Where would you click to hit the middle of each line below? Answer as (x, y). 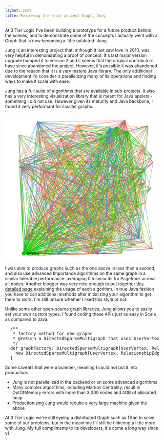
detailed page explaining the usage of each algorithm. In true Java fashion (80, 289)
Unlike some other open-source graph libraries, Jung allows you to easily (79, 309)
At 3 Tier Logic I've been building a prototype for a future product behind (78, 30)
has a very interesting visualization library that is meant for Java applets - (79, 96)
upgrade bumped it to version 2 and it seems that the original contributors (79, 60)
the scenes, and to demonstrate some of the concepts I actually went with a (81, 35)
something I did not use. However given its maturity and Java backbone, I (79, 101)
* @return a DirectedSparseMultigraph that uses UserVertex (86, 338)
